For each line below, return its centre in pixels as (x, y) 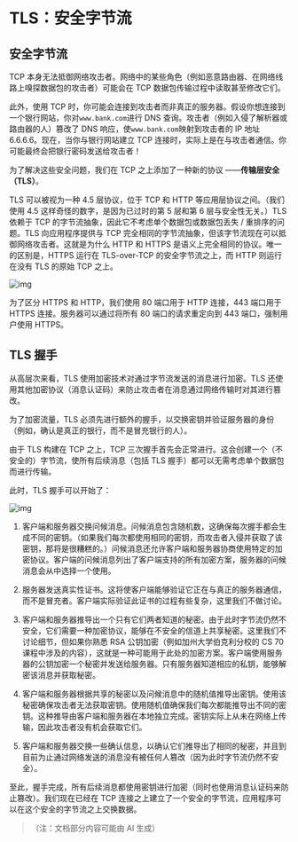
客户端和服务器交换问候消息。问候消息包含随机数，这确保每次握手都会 (150, 526)
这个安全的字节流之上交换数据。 (83, 809)
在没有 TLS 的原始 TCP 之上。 (63, 266)
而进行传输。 (32, 471)
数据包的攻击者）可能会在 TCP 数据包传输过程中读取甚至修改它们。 (162, 88)
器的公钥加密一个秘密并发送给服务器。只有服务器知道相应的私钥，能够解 (154, 664)
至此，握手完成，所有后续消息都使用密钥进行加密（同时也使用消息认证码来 (145, 787)
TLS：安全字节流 (71, 18)
